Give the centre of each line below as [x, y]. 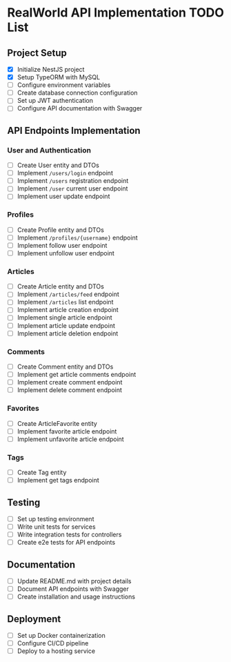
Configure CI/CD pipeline [53, 643]
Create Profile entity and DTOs [61, 230]
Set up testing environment [56, 518]
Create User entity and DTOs [58, 165]
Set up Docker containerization [61, 635]
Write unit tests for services [56, 527]
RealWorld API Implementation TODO [115, 13]
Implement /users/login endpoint [65, 173]
